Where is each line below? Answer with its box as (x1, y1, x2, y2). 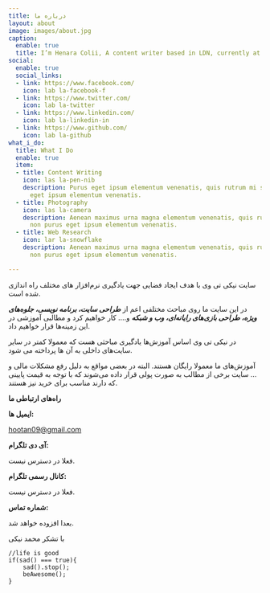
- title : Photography (15, 198, 88, 207)
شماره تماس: (8, 502, 49, 512)
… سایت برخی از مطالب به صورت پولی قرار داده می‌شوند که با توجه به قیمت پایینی (8, 369, 257, 378)
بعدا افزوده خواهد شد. (8, 517, 74, 527)
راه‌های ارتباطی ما (8, 393, 62, 403)
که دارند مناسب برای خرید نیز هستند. (8, 378, 118, 387)
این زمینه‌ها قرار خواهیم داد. (8, 321, 91, 330)
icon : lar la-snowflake (22, 236, 103, 244)
